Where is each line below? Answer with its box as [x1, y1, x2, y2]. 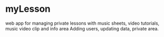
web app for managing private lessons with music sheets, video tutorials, [5, 20, 160, 26]
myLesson [5, 3, 51, 15]
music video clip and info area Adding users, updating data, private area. [5, 25, 159, 31]
